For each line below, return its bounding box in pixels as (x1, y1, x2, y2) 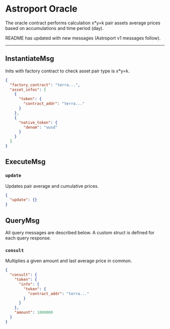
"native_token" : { (18, 120, 58, 125)
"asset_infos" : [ (10, 87, 47, 92)
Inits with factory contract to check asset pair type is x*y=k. (5, 68, 130, 74)
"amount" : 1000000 (14, 310, 53, 315)
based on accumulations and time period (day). (5, 25, 104, 31)
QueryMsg (5, 216, 40, 225)
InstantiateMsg (5, 54, 54, 63)
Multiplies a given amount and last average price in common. (5, 258, 133, 264)
